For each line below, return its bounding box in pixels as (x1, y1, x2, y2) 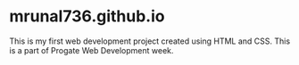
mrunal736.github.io (9, 6, 165, 27)
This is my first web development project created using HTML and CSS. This (9, 36, 291, 46)
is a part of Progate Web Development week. (9, 45, 174, 55)
